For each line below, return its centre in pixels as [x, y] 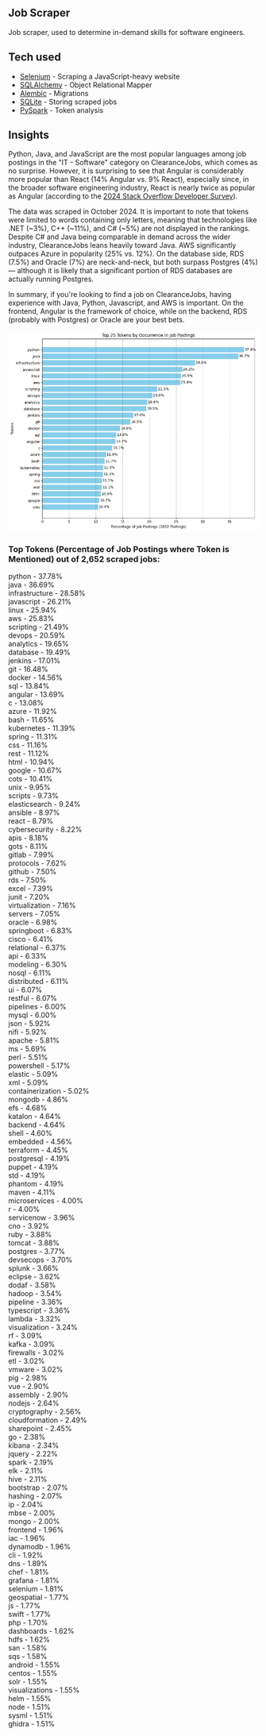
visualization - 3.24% [43, 1327]
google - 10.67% [35, 770]
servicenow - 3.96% [42, 1217]
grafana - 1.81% [34, 1580]
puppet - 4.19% [33, 1167]
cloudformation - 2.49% [48, 1420]
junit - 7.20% [29, 897]
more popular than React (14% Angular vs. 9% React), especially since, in [129, 179]
